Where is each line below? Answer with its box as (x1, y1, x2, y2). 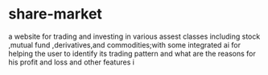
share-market (8, 5, 103, 23)
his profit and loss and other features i (8, 57, 135, 67)
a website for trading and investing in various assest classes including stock (8, 31, 261, 41)
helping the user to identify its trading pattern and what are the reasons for (8, 48, 256, 58)
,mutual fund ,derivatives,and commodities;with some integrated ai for (8, 40, 241, 49)
